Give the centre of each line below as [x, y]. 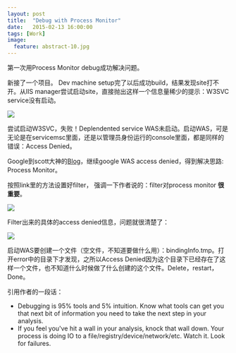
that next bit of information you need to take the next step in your [112, 313]
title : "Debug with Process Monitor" [64, 20]
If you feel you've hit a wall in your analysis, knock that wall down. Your [121, 328]
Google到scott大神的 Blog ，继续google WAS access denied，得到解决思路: [116, 161]
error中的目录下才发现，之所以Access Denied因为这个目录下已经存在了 [116, 259]
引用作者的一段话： [35, 292]
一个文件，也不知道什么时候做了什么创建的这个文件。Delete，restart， [116, 268]
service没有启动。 [33, 100]
